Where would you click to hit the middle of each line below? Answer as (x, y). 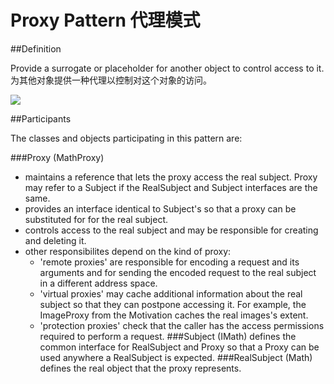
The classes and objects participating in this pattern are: (126, 138)
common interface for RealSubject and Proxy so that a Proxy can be (179, 347)
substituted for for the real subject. (96, 219)
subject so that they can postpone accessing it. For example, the (173, 304)
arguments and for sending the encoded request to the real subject (178, 272)
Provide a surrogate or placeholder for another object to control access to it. (167, 68)
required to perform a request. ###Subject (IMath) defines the (168, 336)
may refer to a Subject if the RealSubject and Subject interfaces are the (171, 187)
